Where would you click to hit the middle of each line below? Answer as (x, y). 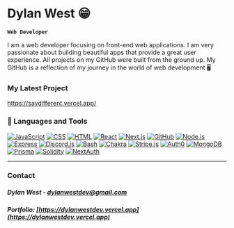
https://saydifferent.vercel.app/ (52, 104)
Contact (21, 176)
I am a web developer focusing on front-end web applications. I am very (111, 44)
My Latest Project (38, 88)
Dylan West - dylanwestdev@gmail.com (67, 193)
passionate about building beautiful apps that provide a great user (102, 52)
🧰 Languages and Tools (47, 122)
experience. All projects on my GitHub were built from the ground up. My (111, 59)
